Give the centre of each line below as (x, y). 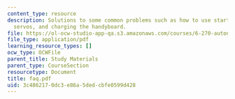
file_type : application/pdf (48, 40)
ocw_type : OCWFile (34, 53)
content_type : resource (42, 14)
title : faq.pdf (29, 78)
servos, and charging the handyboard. (70, 26)
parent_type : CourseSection (48, 66)
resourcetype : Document (42, 72)
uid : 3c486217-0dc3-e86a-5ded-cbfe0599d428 (72, 85)
